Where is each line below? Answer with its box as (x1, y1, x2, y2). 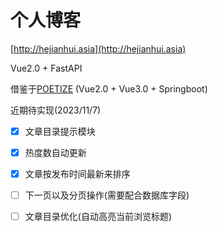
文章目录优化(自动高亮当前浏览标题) (24, 211, 172, 223)
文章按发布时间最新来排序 (24, 168, 131, 180)
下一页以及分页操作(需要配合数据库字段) (24, 189, 190, 201)
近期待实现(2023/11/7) (10, 104, 102, 116)
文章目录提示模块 (24, 125, 96, 137)
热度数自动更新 (24, 147, 87, 158)
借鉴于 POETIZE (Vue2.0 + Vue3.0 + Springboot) (10, 82, 208, 95)
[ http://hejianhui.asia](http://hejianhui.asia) (10, 42, 187, 55)
